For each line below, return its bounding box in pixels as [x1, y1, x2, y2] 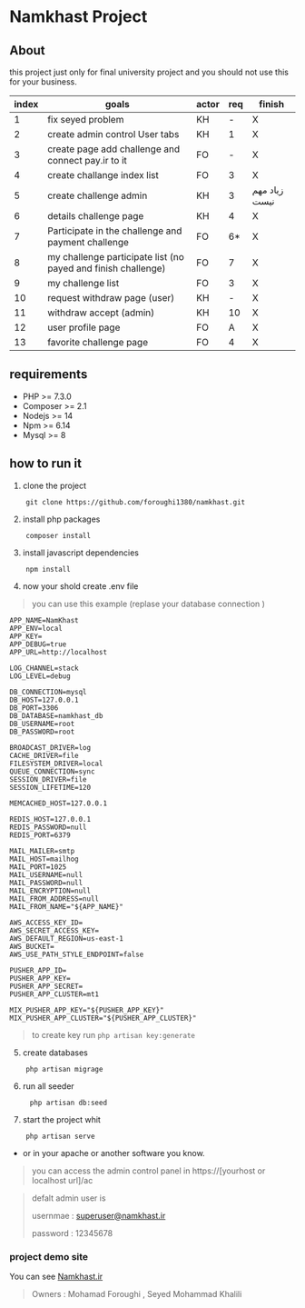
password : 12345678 [31, 1227, 113, 1238]
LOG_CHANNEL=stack [9, 664, 79, 673]
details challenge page [46, 210, 144, 222]
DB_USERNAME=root [9, 719, 75, 728]
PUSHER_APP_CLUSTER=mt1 [9, 989, 100, 999]
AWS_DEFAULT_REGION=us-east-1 [9, 934, 124, 943]
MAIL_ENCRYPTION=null [9, 886, 92, 895]
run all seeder [22, 1080, 74, 1092]
